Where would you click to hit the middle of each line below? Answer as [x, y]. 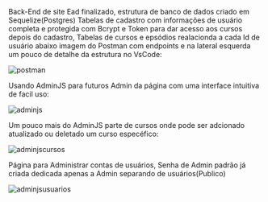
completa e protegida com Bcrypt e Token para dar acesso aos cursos [126, 29]
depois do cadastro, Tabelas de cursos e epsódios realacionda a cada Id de [134, 37]
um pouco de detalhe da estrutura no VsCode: [86, 54]
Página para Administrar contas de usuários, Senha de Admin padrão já [127, 165]
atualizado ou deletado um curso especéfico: [84, 134]
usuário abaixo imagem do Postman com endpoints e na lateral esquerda [130, 46]
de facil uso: [29, 94]
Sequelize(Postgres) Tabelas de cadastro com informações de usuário [126, 20]
